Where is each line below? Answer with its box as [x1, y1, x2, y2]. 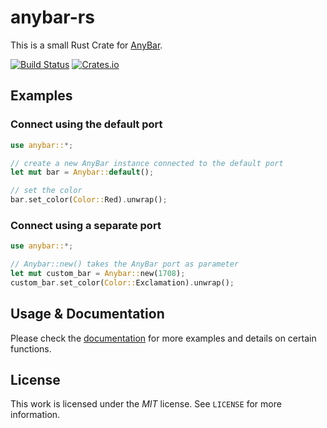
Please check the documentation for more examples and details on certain [10, 332, 317, 344]
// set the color [10, 186, 83, 196]
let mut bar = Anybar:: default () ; [10, 167, 155, 178]
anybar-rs [10, 6, 95, 29]
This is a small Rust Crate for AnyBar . [10, 39, 163, 51]
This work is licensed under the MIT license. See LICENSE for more [10, 398, 282, 410]
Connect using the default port [10, 117, 163, 131]
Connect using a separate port [10, 218, 162, 232]
